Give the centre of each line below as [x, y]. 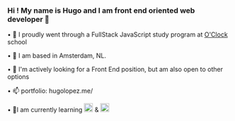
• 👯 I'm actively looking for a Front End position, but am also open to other [115, 70]
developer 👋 [28, 19]
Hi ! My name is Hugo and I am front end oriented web [101, 11]
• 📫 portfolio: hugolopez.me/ [50, 91]
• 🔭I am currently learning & [53, 110]
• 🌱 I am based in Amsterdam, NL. [57, 56]
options [18, 77]
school [17, 42]
